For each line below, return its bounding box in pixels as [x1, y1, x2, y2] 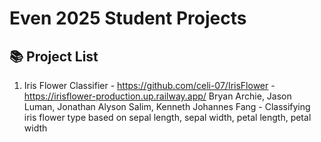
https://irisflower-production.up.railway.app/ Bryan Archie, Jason [23, 90, 292, 102]
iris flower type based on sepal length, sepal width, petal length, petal [23, 112, 312, 123]
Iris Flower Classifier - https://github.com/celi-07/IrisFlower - [23, 80, 276, 91]
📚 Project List [9, 48, 99, 65]
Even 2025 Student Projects [9, 7, 247, 30]
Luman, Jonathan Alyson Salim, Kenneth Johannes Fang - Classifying [23, 101, 311, 112]
